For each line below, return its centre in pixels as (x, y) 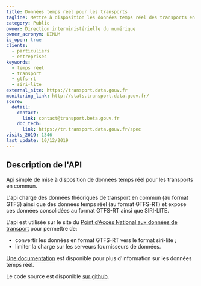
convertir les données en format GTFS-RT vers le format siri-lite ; (95, 240)
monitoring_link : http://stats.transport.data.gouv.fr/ (78, 96)
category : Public (28, 23)
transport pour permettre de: (42, 228)
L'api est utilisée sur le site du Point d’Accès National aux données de (92, 222)
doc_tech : (29, 124)
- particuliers (31, 51)
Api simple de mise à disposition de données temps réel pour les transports (100, 179)
